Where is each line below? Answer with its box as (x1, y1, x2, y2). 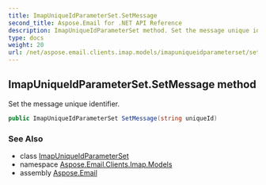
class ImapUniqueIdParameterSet (19, 151, 129, 160)
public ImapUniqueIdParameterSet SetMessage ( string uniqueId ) (8, 114, 218, 122)
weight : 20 (8, 41, 44, 49)
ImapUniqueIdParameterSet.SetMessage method (8, 78, 256, 91)
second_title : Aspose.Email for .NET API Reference (8, 19, 182, 27)
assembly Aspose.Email (19, 168, 97, 177)
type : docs (8, 33, 44, 42)
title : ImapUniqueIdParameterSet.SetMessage (8, 11, 158, 20)
